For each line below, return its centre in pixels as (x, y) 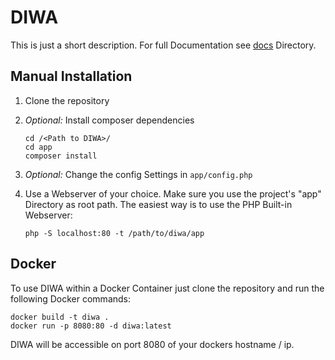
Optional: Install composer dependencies (109, 120)
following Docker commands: (71, 298)
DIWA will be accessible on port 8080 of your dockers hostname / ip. (152, 344)
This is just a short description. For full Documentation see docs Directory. (163, 45)
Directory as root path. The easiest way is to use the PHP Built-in (158, 204)
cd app (38, 147)
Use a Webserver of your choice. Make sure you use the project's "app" (173, 193)
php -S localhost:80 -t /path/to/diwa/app (114, 233)
